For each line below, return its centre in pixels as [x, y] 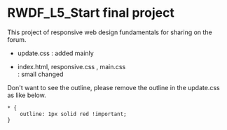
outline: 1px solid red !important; [74, 114]
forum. [17, 39]
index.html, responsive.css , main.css [71, 66]
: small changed [40, 74]
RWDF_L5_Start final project [91, 13]
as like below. [27, 95]
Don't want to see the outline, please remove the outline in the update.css [113, 87]
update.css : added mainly [56, 53]
